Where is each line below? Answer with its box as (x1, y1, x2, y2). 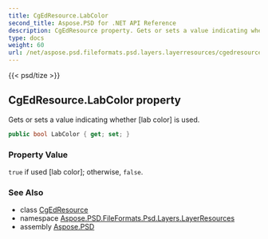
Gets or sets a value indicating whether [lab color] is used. (8, 115, 200, 124)
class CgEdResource (19, 205, 89, 215)
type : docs (8, 33, 45, 42)
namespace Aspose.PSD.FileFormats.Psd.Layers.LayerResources (19, 214, 235, 223)
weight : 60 (8, 41, 45, 49)
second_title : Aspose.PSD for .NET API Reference (8, 19, 177, 27)
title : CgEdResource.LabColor (8, 11, 109, 20)
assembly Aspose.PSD (19, 222, 95, 232)
